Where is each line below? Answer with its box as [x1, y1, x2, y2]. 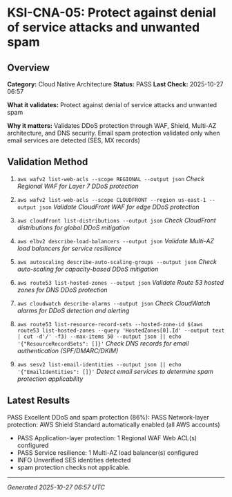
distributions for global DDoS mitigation [17, 223, 130, 232]
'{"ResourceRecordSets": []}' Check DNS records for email [17, 339, 189, 347]
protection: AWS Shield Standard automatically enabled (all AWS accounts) [7, 420, 220, 429]
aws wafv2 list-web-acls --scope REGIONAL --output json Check [17, 174, 205, 182]
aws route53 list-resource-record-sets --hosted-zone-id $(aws [17, 321, 204, 328]
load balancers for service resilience [17, 244, 122, 252]
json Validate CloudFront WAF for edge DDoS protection [39, 203, 200, 211]
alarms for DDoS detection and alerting [17, 306, 130, 315]
